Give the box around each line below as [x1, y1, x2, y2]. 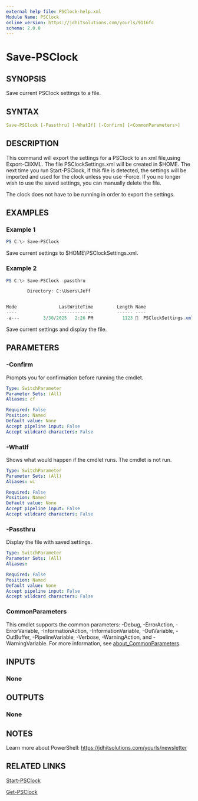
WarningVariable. [6, 639, 48, 646]
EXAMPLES [6, 208, 49, 218]
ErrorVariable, [6, 627, 40, 634]
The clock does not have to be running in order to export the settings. [6, 191, 175, 198]
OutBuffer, [6, 633, 31, 641]
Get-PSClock [6, 788, 38, 795]
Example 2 [6, 264, 37, 273]
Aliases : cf [6, 396, 35, 402]
